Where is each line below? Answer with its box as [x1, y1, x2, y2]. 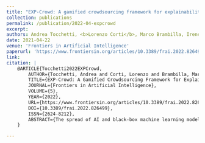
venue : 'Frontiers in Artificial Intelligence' [6, 43, 130, 49]
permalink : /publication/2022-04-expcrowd [6, 20, 116, 26]
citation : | [6, 60, 37, 66]
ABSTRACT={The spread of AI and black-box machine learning [28, 116, 184, 122]
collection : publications [6, 15, 72, 21]
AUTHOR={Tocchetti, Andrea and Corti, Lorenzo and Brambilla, [28, 71, 190, 77]
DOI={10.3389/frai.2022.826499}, [28, 105, 113, 111]
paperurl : [6, 49, 32, 55]
